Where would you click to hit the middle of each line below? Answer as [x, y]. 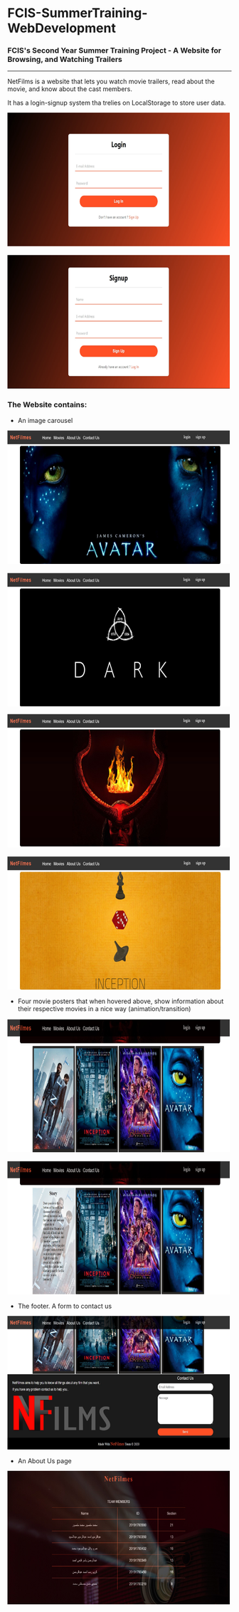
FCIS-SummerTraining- [78, 13]
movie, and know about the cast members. [70, 89]
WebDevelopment [62, 28]
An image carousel [45, 420]
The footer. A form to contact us [65, 1306]
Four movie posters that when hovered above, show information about [121, 1001]
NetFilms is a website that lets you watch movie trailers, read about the [111, 82]
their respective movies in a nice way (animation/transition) [104, 1008]
